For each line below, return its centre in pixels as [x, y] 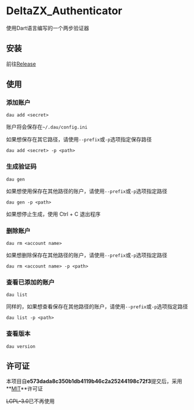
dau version [21, 346]
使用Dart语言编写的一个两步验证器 [48, 28]
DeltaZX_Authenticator [64, 11]
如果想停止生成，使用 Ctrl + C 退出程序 [53, 214]
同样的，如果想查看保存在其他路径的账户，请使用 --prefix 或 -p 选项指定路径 [97, 306]
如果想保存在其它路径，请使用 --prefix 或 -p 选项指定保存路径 [79, 140]
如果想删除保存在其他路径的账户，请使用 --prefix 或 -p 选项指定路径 [87, 255]
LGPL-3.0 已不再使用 [30, 401]
